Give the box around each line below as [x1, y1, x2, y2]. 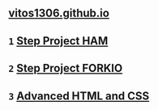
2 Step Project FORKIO [8, 61, 123, 75]
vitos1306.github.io [8, 6, 109, 20]
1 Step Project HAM [8, 34, 109, 48]
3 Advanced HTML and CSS [8, 89, 150, 103]
